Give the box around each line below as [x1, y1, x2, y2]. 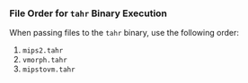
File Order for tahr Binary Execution [9, 7, 168, 20]
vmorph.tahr [22, 56, 67, 65]
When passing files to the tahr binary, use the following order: [9, 28, 240, 38]
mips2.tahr [22, 46, 64, 55]
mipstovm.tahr [22, 65, 75, 74]
